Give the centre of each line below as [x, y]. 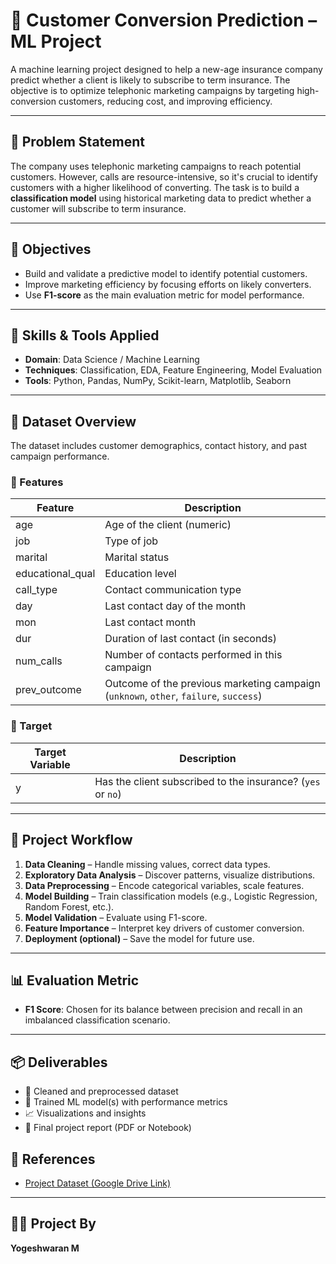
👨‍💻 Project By [53, 1224]
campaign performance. [60, 456]
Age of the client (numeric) [168, 525]
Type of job [131, 541]
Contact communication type [173, 590]
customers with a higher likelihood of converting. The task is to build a [155, 187]
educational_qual [55, 574]
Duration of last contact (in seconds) [190, 639]
